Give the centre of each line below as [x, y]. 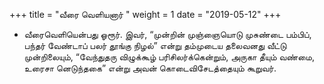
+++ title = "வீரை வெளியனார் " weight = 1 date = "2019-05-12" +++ [145, 14]
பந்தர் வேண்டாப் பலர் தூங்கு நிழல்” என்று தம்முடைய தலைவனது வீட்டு [155, 45]
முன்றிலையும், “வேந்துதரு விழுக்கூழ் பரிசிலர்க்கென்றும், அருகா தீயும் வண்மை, [169, 57]
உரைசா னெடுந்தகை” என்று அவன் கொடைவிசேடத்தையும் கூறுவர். [150, 68]
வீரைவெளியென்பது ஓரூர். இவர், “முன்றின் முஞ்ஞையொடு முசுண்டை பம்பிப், [167, 34]
